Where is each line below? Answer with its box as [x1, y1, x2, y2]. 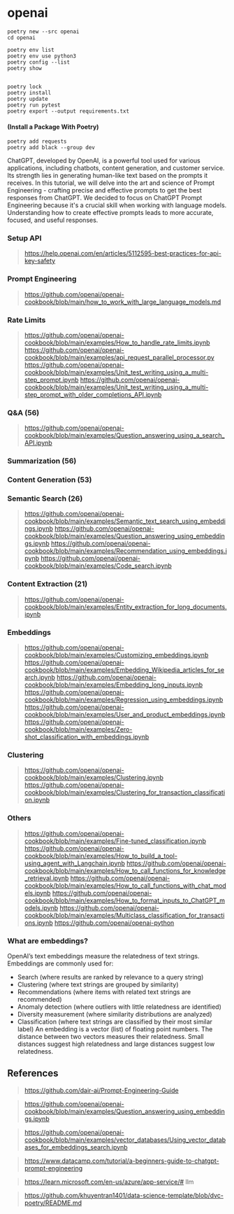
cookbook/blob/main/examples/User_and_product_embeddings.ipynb [24, 711, 226, 719]
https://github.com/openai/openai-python [54, 919, 175, 927]
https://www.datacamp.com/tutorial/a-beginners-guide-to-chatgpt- [24, 1157, 220, 1165]
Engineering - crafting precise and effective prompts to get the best [7, 186, 202, 195]
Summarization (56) [7, 456, 77, 466]
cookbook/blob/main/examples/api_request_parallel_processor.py [24, 354, 214, 362]
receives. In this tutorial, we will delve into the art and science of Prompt [7, 179, 215, 187]
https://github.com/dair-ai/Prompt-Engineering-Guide [24, 1086, 180, 1094]
